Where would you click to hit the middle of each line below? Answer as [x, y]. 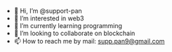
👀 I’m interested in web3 [49, 18]
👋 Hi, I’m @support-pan [48, 11]
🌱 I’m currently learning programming [68, 26]
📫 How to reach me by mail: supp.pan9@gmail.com [89, 41]
